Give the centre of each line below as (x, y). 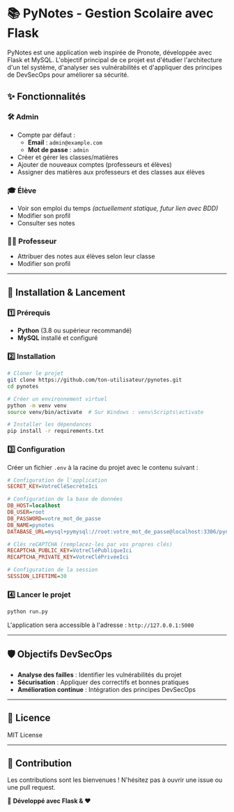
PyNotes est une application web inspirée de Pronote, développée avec (110, 52)
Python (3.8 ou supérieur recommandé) (75, 330)
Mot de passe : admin (58, 149)
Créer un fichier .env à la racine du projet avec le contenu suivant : (103, 467)
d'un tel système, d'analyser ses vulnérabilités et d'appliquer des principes (115, 67)
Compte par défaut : (46, 135)
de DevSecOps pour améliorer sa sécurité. (68, 75)
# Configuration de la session (53, 570)
